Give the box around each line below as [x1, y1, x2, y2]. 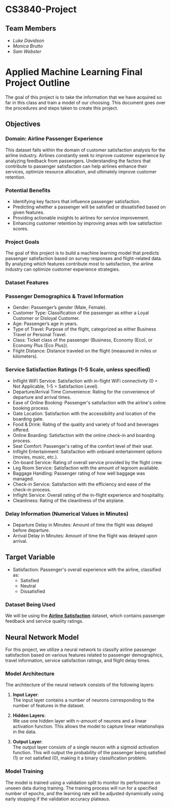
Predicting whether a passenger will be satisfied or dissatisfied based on [12, 204, 166, 210]
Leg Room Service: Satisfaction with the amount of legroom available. [12, 465, 159, 471]
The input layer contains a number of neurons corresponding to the [12, 697, 155, 703]
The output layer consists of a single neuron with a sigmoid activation [12, 744, 159, 750]
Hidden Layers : [12, 712, 46, 718]
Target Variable [5, 553, 55, 561]
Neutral [20, 582, 36, 589]
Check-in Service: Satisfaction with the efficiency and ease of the [12, 481, 151, 487]
